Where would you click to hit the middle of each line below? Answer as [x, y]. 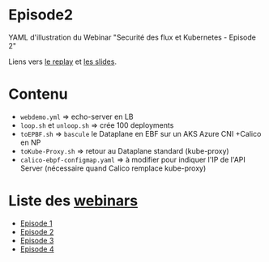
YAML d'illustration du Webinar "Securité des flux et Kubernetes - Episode [132, 37]
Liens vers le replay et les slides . [63, 61]
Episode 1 [36, 223]
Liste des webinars [73, 201]
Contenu [38, 94]
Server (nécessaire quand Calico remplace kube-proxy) [113, 168]
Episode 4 [37, 249]
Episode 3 [37, 240]
